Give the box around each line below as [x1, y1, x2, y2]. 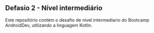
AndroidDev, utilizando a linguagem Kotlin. [5, 22, 92, 28]
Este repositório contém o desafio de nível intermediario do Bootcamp [5, 17, 149, 23]
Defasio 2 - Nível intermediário [5, 4, 102, 12]
